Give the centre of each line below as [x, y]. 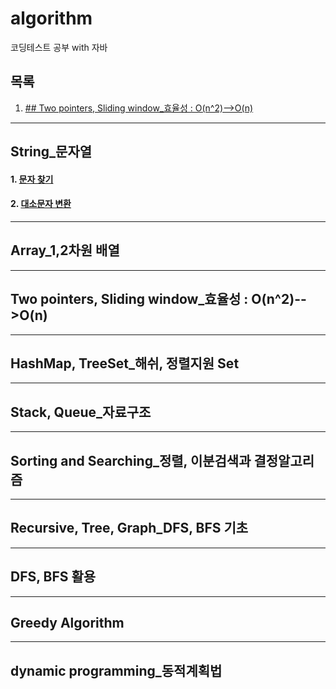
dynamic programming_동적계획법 [116, 670]
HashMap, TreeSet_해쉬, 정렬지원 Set [125, 363]
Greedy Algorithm [67, 623]
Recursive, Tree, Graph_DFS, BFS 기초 [129, 528]
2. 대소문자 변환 [41, 204]
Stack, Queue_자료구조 [81, 412]
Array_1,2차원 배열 [65, 250]
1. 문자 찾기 [32, 179]
